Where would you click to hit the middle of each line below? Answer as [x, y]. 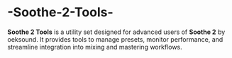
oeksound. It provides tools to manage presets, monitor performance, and [115, 39]
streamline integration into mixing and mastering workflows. [95, 47]
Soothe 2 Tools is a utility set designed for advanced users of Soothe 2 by [116, 32]
